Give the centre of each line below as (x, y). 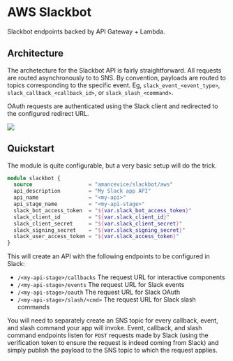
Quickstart (31, 148)
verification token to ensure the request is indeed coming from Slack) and (113, 343)
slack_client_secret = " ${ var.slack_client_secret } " (98, 223)
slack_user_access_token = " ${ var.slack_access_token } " (96, 237)
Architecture (36, 53)
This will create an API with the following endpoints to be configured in (109, 256)
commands (33, 307)
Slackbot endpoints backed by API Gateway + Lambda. (86, 31)
